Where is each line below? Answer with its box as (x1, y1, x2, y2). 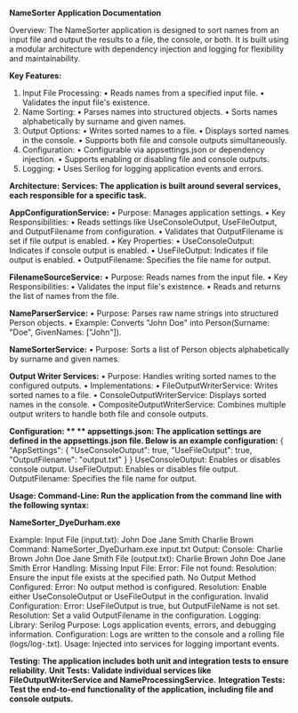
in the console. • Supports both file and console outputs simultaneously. (21, 135, 287, 145)
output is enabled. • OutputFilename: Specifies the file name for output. (9, 255, 271, 265)
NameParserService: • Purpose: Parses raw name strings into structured (9, 308, 278, 319)
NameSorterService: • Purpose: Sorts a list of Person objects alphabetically (9, 344, 290, 354)
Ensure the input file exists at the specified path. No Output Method (9, 572, 256, 582)
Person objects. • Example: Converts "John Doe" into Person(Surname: (9, 318, 270, 328)
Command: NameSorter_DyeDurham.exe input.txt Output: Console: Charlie (9, 544, 283, 555)
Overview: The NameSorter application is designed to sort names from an (9, 25, 279, 35)
